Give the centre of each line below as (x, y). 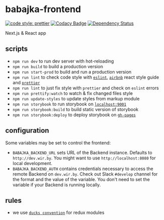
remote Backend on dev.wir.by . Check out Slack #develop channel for (85, 174)
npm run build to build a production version (58, 66)
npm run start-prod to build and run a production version (72, 72)
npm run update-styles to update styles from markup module (76, 98)
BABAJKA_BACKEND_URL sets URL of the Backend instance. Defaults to (82, 152)
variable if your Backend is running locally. (57, 185)
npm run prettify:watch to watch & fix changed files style (72, 93)
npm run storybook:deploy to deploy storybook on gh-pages (74, 115)
